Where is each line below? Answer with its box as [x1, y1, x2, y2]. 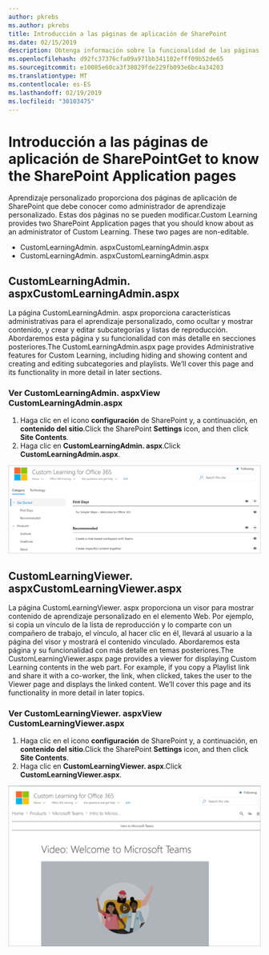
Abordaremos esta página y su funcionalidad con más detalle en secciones [8, 334, 256, 343]
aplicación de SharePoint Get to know [8, 150, 259, 168]
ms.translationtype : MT [8, 72, 88, 80]
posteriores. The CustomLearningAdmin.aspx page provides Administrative [8, 342, 255, 352]
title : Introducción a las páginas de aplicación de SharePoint [8, 30, 227, 38]
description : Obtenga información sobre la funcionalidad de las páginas [8, 46, 260, 55]
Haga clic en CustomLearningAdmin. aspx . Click [19, 441, 181, 451]
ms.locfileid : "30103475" [8, 97, 94, 106]
